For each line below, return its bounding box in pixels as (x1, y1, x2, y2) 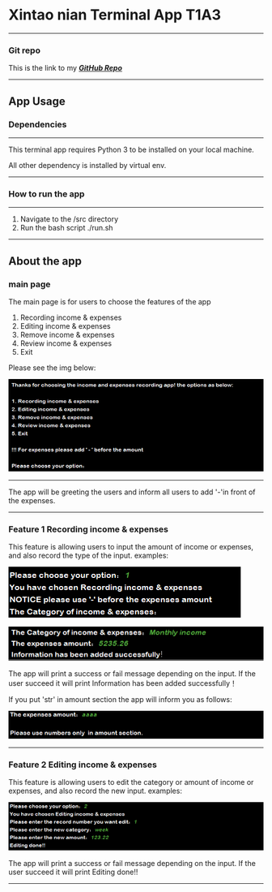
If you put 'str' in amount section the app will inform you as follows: (8, 695, 232, 705)
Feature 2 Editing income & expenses (8, 759, 158, 770)
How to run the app (8, 188, 85, 200)
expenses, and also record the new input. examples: (8, 786, 182, 795)
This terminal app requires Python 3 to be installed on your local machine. (8, 144, 255, 154)
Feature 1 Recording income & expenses (8, 524, 168, 535)
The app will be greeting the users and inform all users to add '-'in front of (8, 487, 256, 497)
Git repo (8, 45, 40, 56)
